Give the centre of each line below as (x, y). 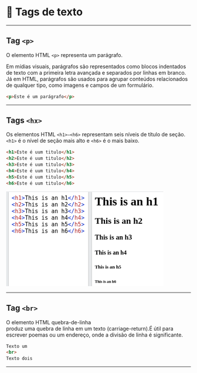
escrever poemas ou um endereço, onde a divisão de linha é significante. (95, 335)
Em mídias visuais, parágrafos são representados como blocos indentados (96, 66)
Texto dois (19, 359)
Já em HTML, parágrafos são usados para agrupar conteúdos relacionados (97, 79)
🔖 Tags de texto (45, 12)
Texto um (17, 346)
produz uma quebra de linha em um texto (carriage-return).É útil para (90, 328)
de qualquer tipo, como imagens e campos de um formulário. (80, 85)
